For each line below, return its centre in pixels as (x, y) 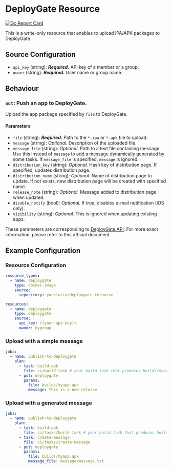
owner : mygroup (35, 328)
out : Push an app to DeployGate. (46, 103)
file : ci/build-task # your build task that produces (82, 371)
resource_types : (23, 276)
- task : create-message (44, 437)
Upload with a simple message (44, 341)
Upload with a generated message (49, 403)
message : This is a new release (62, 390)
